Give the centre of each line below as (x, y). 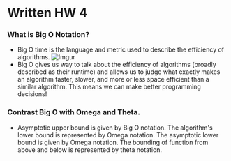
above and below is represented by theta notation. (90, 149)
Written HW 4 (47, 13)
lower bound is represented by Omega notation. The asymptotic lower (118, 135)
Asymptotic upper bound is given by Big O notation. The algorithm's (115, 128)
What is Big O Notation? (48, 35)
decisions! (32, 94)
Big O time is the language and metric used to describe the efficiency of (121, 49)
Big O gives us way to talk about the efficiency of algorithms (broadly (117, 65)
